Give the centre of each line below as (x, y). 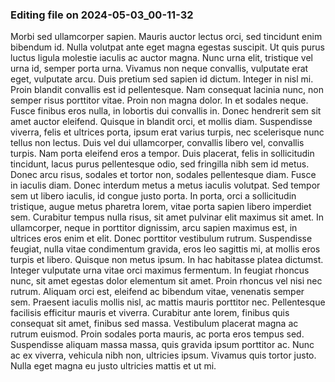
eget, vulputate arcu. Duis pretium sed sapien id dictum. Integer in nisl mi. (162, 79)
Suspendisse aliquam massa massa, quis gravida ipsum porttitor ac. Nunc (162, 345)
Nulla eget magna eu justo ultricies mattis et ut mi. (113, 366)
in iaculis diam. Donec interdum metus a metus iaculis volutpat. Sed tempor (165, 185)
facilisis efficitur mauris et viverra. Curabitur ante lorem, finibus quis (150, 313)
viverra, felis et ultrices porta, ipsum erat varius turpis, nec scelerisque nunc (167, 132)
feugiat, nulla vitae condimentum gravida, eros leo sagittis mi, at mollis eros (165, 249)
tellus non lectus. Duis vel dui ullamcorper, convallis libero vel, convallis (157, 143)
